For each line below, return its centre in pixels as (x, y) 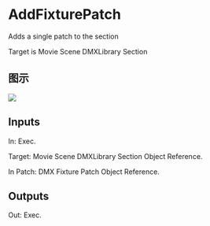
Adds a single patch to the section (64, 36)
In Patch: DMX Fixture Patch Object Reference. (84, 172)
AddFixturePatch (65, 15)
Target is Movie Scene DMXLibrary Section (78, 51)
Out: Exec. (25, 215)
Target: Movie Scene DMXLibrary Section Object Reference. (105, 156)
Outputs (29, 196)
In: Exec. (22, 141)
